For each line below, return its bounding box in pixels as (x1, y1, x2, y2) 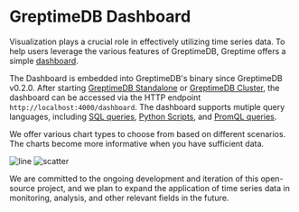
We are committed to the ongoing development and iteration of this (9, 173, 259, 184)
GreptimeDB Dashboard (9, 6, 192, 27)
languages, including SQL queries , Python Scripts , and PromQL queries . (9, 111, 277, 122)
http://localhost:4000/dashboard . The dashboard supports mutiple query (9, 101, 285, 112)
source (9, 182, 36, 193)
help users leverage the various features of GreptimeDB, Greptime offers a (9, 45, 286, 56)
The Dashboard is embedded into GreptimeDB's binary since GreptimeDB (9, 72, 283, 83)
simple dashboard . (9, 55, 79, 66)
